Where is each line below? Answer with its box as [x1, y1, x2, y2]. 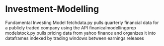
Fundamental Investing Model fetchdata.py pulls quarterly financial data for [5, 20, 159, 25]
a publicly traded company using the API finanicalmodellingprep [5, 24, 136, 30]
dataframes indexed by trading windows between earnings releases [5, 35, 144, 41]
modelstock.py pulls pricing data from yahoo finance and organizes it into [5, 30, 156, 36]
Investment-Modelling [5, 3, 99, 15]
